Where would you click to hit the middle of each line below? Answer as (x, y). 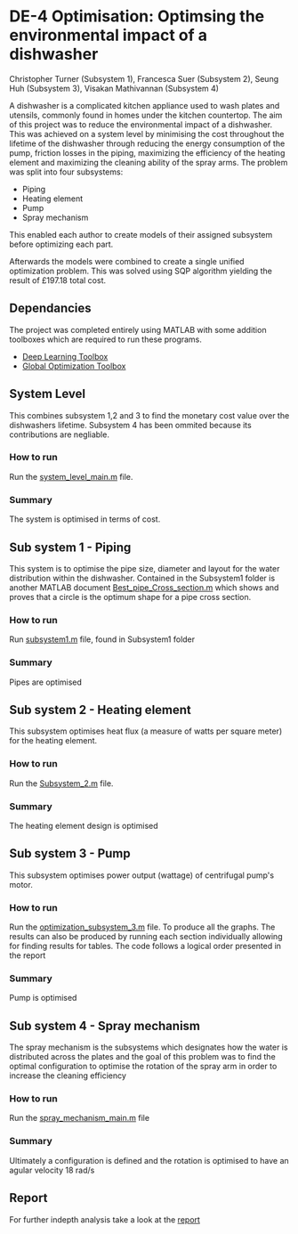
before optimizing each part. (61, 244)
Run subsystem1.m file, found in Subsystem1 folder (102, 639)
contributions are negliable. (59, 434)
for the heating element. (53, 741)
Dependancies (50, 308)
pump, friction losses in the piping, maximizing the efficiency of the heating (147, 152)
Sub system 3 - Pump (70, 853)
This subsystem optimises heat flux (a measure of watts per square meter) (146, 731)
